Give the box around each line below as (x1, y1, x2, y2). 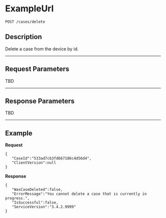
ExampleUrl (5, 3, 54, 14)
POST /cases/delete (5, 19, 45, 24)
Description (5, 33, 42, 41)
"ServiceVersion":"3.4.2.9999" (11, 205, 77, 210)
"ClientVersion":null (11, 160, 56, 166)
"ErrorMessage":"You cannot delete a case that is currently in (11, 191, 147, 197)
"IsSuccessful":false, (11, 200, 58, 205)
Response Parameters (5, 97, 75, 105)
